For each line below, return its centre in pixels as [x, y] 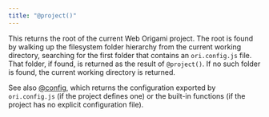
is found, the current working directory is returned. [92, 72]
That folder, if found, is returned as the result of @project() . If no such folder [134, 64]
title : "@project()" [43, 16]
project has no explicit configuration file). [76, 104]
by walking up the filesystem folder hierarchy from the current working [125, 47]
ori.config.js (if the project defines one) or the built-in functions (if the [127, 96]
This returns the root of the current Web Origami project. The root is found [131, 38]
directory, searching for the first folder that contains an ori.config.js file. [130, 55]
